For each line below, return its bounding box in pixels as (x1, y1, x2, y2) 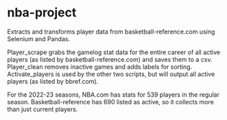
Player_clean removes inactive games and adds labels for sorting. (7, 62, 193, 71)
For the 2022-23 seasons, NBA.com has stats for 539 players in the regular (7, 91, 219, 99)
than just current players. (7, 105, 78, 113)
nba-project (7, 5, 77, 21)
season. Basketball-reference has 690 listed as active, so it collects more (7, 97, 214, 106)
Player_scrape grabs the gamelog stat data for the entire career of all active (7, 48, 221, 56)
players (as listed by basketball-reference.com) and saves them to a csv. (7, 55, 213, 63)
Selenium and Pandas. (7, 34, 71, 43)
